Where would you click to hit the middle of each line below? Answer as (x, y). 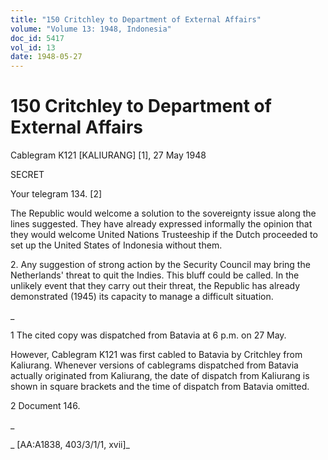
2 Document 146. (45, 406)
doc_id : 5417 (37, 38)
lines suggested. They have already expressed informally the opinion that (161, 224)
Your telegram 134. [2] (56, 194)
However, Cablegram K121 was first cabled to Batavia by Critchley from (156, 355)
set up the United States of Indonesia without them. (116, 245)
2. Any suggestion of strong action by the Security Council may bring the (160, 265)
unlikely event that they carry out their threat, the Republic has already (155, 286)
